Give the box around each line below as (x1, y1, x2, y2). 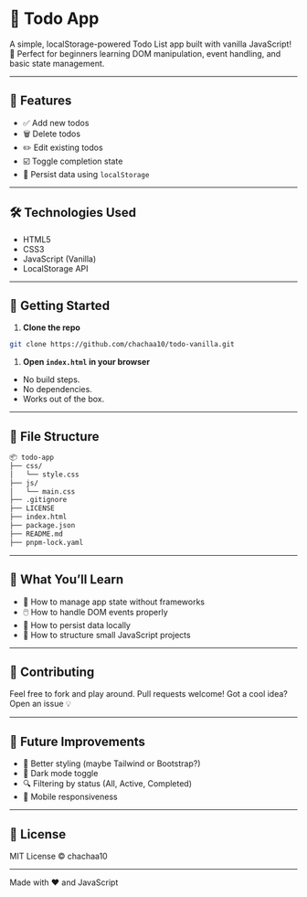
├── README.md (9, 529, 64, 539)
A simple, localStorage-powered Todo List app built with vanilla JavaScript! (9, 38, 292, 49)
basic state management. (9, 58, 105, 69)
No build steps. (22, 374, 80, 385)
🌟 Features (9, 93, 72, 109)
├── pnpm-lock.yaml (9, 538, 84, 547)
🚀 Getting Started (9, 297, 111, 314)
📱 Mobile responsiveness (22, 791, 118, 803)
